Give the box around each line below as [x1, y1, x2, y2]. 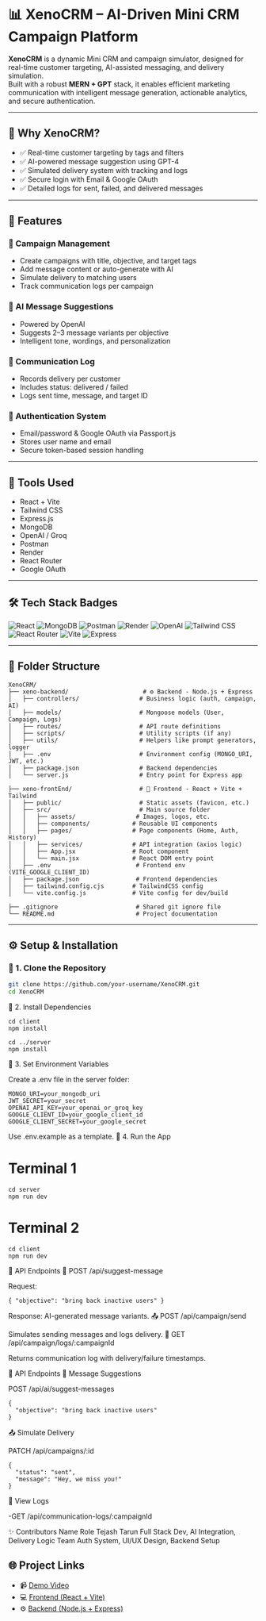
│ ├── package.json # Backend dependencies [8, 764, 218, 772]
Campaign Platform [8, 28, 139, 46]
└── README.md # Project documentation [8, 909, 218, 918]
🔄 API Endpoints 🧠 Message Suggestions [8, 1369, 142, 1378]
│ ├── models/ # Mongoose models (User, [8, 709, 225, 716]
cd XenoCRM [8, 988, 44, 996]
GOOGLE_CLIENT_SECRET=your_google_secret [8, 1118, 147, 1126]
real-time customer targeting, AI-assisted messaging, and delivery [8, 62, 225, 71]
